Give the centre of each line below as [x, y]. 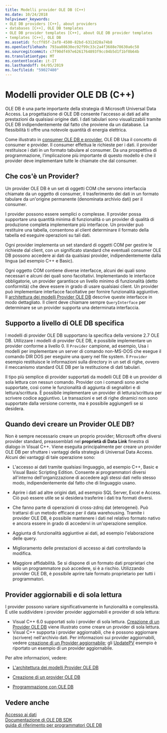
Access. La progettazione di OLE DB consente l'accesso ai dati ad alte [77, 114]
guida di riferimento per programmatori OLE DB [54, 725]
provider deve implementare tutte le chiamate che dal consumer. [72, 161]
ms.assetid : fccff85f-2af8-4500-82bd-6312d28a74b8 [59, 42]
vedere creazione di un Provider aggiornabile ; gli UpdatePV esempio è [84, 643]
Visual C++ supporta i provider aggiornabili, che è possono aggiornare [85, 632]
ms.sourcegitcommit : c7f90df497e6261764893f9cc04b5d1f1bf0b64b [72, 51]
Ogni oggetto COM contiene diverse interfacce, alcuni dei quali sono [76, 270]
